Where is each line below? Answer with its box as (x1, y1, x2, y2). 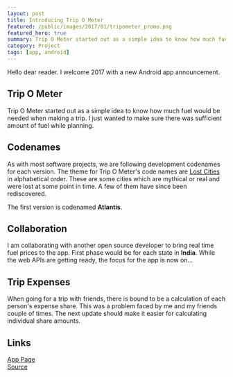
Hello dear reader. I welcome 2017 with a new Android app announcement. (7, 67, 221, 76)
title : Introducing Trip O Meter (7, 17, 104, 24)
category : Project (7, 42, 60, 49)
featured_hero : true (7, 29, 67, 37)
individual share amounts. (7, 317, 81, 325)
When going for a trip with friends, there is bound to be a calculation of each (7, 294, 226, 303)
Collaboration (7, 223, 67, 235)
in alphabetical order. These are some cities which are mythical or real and (7, 174, 220, 183)
